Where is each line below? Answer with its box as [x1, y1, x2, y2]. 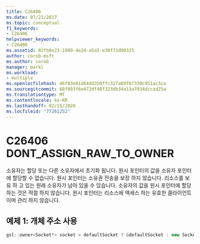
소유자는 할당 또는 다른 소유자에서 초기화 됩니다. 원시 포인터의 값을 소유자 [6, 167, 176, 174]
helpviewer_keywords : [6, 36, 60, 42]
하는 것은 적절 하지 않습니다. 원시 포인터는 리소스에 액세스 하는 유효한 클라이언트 [6, 189, 192, 196]
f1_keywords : [6, 25, 39, 32]
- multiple [6, 75, 33, 81]
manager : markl [6, 64, 44, 70]
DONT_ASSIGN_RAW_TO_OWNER [6, 146, 174, 160]
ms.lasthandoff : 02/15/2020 [6, 102, 76, 109]
